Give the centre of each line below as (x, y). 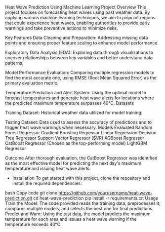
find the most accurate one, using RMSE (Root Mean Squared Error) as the (81, 78)
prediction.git (19, 198)
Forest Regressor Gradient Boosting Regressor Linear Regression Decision (81, 133)
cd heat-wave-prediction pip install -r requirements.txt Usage (96, 198)
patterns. (14, 63)
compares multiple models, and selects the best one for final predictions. (80, 209)
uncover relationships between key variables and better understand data (79, 58)
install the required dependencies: (47, 183)
